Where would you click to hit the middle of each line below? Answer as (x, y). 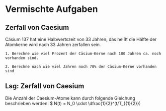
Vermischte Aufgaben (52, 9)
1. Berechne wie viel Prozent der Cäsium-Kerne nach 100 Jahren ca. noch (83, 54)
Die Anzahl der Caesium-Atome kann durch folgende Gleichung (70, 98)
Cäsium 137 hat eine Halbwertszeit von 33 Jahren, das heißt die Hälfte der (81, 39)
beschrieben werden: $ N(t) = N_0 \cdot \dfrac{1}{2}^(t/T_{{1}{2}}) (73, 103)
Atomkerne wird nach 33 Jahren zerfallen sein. (53, 45)
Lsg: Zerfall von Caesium (45, 86)
